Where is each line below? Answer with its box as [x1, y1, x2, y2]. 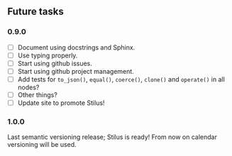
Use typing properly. [17, 51, 78, 60]
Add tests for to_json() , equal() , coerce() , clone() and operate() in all [17, 74, 225, 84]
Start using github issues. [17, 59, 92, 67]
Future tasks [7, 6, 64, 18]
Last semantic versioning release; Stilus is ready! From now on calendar [7, 133, 218, 141]
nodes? [17, 83, 40, 91]
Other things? [17, 91, 58, 99]
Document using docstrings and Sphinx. [17, 43, 136, 52]
